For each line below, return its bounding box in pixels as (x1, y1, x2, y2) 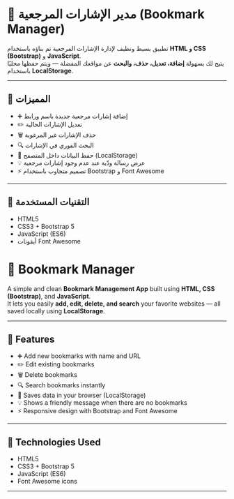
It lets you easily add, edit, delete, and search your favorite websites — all (7, 299, 221, 308)
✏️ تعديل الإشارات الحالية (17, 120, 82, 128)
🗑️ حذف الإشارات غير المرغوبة (17, 131, 96, 139)
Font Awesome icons (17, 477, 78, 486)
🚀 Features (7, 333, 55, 345)
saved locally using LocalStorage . (7, 306, 106, 315)
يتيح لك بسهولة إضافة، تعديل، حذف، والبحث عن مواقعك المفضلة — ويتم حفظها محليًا (7, 59, 224, 67)
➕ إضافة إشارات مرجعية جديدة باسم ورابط (17, 112, 128, 120)
